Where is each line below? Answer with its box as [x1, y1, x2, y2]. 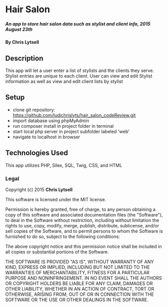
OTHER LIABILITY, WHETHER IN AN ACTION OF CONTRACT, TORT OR [5, 286, 154, 292]
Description [5, 54, 43, 62]
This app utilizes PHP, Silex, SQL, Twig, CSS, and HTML [5, 162, 123, 168]
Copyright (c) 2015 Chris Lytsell [5, 186, 73, 193]
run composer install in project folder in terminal [12, 123, 114, 129]
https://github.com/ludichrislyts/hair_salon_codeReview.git [12, 112, 136, 118]
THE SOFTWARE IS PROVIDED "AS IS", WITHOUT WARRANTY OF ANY [5, 258, 154, 265]
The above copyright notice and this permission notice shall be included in [5, 243, 162, 249]
